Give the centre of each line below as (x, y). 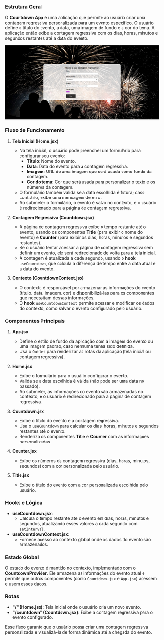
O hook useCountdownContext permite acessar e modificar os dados (87, 303)
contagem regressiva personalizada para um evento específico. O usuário (79, 23)
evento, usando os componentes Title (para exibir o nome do (81, 232)
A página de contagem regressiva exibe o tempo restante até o (83, 227)
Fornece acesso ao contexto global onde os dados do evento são (85, 540)
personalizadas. (35, 442)
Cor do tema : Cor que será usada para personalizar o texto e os (91, 182)
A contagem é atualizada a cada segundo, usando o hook (77, 258)
